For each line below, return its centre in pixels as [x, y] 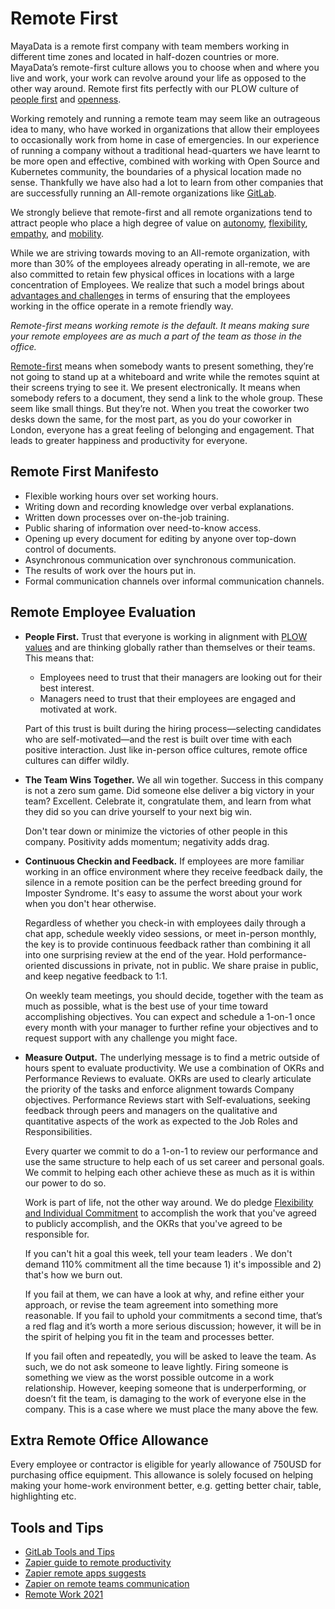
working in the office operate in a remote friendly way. [122, 306]
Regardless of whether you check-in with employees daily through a [165, 923]
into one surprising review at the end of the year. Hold [136, 954]
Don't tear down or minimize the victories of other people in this [156, 831]
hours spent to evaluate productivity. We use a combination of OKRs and [174, 1068]
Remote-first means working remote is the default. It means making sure [160, 325]
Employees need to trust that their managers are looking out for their [181, 677]
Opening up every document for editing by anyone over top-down [160, 538]
